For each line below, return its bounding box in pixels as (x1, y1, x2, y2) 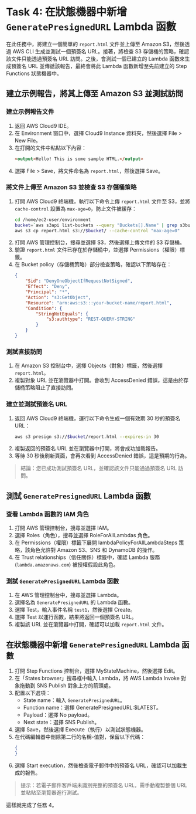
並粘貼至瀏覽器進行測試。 (20, 789, 82, 796)
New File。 (14, 137, 41, 144)
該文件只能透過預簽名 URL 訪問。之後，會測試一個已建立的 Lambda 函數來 (6, 55, 185, 62)
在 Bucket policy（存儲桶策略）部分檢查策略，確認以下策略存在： (14, 261, 172, 268)
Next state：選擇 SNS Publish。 (23, 719, 100, 726)
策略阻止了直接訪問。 (25, 384, 77, 391)
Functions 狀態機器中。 (6, 70, 63, 77)
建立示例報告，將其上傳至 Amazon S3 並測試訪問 (6, 89, 183, 99)
